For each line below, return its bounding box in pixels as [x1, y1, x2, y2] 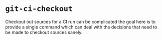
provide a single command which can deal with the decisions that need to [5, 24, 157, 30]
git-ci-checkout [5, 4, 73, 13]
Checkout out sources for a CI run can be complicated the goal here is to [5, 18, 156, 24]
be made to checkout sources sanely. [5, 29, 83, 35]
